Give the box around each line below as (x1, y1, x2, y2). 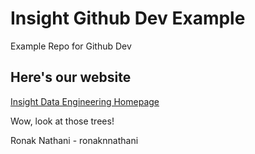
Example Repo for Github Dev (10, 40, 132, 52)
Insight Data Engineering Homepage (10, 95, 160, 107)
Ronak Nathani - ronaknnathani (10, 134, 139, 146)
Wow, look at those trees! (10, 115, 115, 127)
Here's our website (10, 69, 132, 86)
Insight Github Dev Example (10, 7, 246, 30)
